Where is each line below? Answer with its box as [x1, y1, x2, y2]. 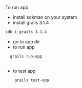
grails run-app [10, 53, 43, 59]
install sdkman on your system [12, 14, 77, 20]
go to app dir [12, 38, 40, 45]
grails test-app [14, 77, 50, 83]
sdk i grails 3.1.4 [5, 30, 47, 35]
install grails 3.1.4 [12, 20, 49, 25]
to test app [12, 68, 36, 74]
